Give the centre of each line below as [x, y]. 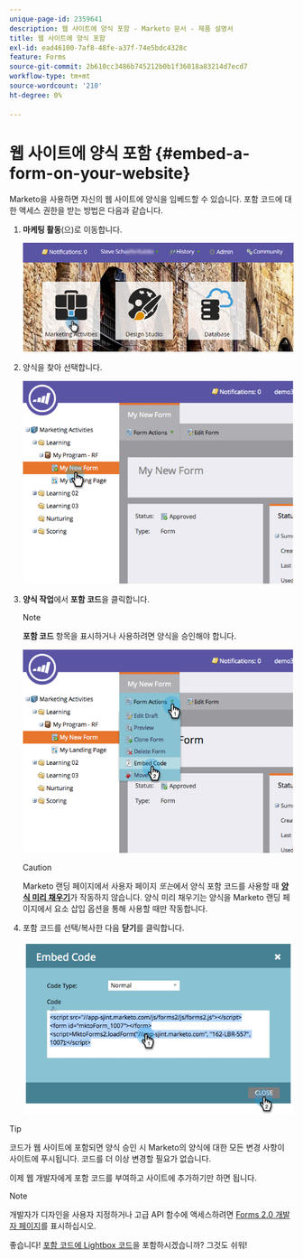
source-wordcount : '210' [56, 86]
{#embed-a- [202, 153]
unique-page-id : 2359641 [56, 19]
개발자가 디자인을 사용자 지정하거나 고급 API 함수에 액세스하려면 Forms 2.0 [141, 1215]
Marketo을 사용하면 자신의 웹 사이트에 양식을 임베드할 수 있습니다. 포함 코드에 [146, 200]
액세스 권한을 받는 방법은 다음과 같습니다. [91, 210]
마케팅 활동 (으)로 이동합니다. [72, 229]
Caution [37, 867]
